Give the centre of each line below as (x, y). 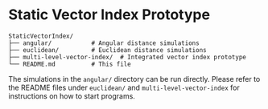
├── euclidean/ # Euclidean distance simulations (107, 50)
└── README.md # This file (70, 64)
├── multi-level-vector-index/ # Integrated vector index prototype (128, 57)
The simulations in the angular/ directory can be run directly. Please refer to (134, 79)
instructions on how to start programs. (72, 96)
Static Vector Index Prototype (109, 15)
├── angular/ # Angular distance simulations (104, 43)
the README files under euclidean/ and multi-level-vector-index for (124, 87)
